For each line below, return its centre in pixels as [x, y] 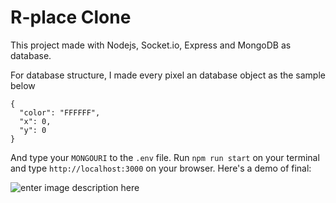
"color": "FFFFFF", [60, 112]
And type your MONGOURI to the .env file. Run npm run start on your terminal [165, 157]
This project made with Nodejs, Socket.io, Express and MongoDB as [151, 45]
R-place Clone [71, 17]
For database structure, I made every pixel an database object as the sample [168, 75]
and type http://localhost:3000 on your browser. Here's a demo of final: [161, 168]
